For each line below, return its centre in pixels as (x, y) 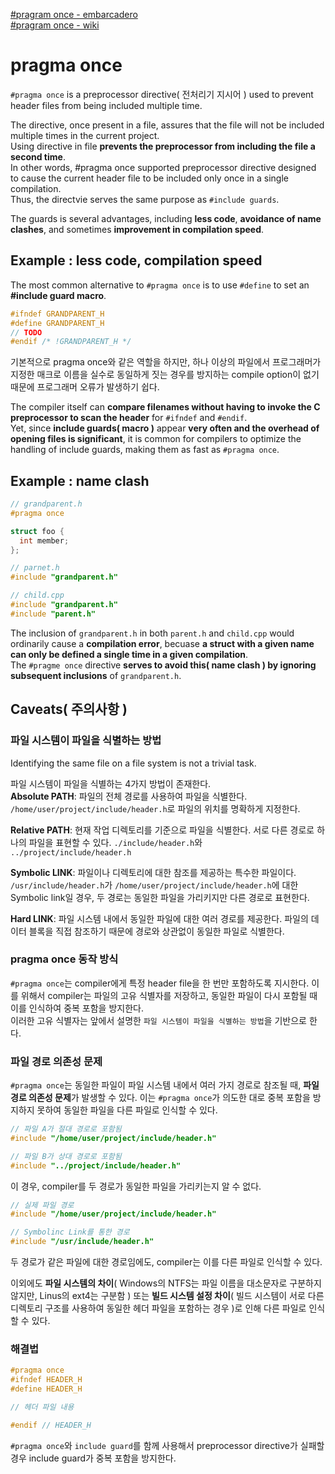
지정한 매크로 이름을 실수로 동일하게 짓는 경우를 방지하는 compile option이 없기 (165, 375)
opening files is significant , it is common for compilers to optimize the (156, 439)
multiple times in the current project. (85, 135)
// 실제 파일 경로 (42, 1205)
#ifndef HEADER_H (46, 1380)
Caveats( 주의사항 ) (69, 709)
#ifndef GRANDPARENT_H (57, 314)
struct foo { (37, 531)
